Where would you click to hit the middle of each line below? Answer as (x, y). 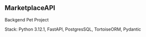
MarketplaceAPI (30, 8)
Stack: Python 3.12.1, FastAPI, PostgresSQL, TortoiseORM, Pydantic (73, 29)
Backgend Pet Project (27, 19)
